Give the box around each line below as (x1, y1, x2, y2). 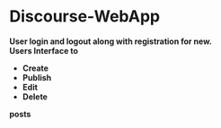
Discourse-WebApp (9, 6, 161, 27)
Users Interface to (9, 45, 79, 55)
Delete (22, 91, 48, 102)
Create (22, 63, 49, 73)
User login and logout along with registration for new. (9, 36, 213, 47)
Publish (22, 72, 52, 82)
